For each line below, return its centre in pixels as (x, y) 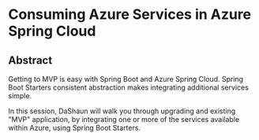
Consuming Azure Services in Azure (129, 15)
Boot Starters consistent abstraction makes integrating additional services (128, 87)
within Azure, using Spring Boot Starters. (74, 128)
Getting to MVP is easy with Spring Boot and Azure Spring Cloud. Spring (126, 79)
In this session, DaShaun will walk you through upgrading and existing (122, 111)
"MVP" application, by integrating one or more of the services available (124, 119)
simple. (20, 96)
